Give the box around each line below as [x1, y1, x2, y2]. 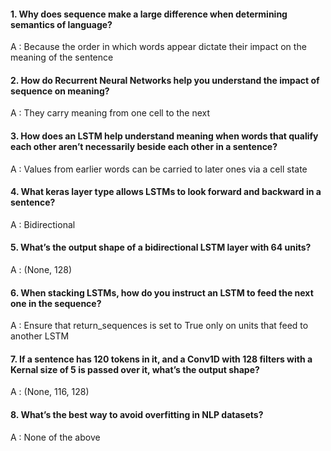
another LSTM [10, 330, 70, 342]
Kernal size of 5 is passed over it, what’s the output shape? [10, 363, 260, 375]
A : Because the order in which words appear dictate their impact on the [10, 41, 307, 53]
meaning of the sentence [10, 51, 114, 64]
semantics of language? [10, 18, 113, 30]
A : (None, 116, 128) [10, 386, 90, 398]
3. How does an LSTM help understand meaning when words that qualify [10, 130, 319, 142]
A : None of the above [10, 431, 101, 443]
